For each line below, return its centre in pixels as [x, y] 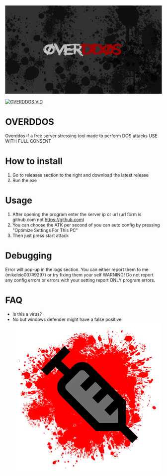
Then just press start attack [41, 236]
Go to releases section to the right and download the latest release [81, 175]
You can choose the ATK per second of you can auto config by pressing [86, 225]
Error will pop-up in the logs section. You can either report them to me [77, 269]
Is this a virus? [27, 314]
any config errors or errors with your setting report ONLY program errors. [80, 280]
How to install [34, 161]
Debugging [29, 255]
